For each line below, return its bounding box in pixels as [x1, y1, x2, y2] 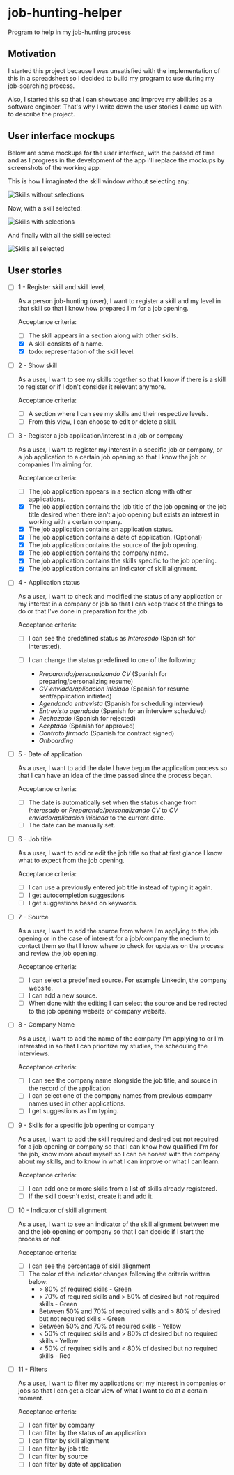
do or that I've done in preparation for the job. [17, 607, 149, 616]
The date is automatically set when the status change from [28, 798, 197, 807]
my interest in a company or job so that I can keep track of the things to [17, 599, 224, 608]
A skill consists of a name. [28, 339, 104, 348]
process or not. [17, 1235, 62, 1243]
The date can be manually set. [28, 820, 116, 829]
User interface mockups [8, 130, 116, 142]
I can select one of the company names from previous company [28, 1092, 212, 1100]
